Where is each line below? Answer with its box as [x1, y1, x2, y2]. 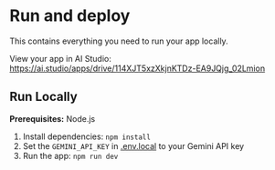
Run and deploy [9, 5, 131, 26]
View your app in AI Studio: [9, 53, 111, 64]
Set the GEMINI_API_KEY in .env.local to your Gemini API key [22, 140, 245, 151]
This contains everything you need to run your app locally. [9, 35, 228, 46]
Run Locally [9, 89, 78, 105]
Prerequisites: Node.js [9, 113, 96, 124]
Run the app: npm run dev [22, 150, 119, 161]
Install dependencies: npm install [22, 131, 151, 142]
